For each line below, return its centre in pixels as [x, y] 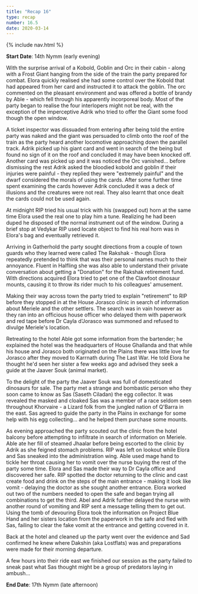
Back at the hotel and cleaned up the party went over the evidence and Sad [98, 537]
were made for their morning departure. [54, 549]
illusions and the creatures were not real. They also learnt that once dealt [95, 192]
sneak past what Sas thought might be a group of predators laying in [90, 567]
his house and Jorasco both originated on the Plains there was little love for [98, 351]
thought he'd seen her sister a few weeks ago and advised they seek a [92, 364]
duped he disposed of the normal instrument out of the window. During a [95, 223]
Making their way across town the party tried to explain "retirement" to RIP [97, 296]
